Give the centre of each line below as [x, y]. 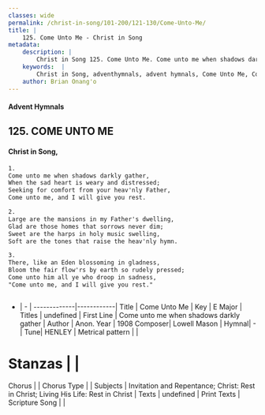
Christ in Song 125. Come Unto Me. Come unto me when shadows [141, 60]
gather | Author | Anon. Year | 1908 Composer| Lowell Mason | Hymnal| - [138, 323]
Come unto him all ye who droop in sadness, [82, 278]
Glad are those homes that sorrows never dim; [86, 226]
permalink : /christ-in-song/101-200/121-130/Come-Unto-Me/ [107, 23]
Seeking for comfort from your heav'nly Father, [90, 190]
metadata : [24, 45]
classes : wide [32, 15]
